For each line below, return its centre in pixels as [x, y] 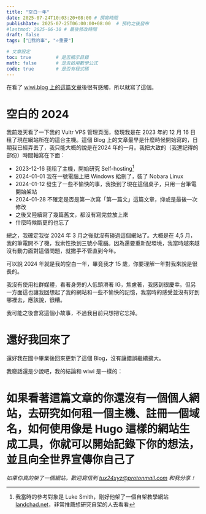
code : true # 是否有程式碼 [48, 69]
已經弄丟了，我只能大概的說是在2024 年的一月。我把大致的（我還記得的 [108, 147]
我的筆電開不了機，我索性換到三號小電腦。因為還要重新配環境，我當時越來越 [103, 243]
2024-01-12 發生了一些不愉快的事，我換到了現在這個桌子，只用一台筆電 [106, 184]
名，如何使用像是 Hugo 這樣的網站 [93, 429]
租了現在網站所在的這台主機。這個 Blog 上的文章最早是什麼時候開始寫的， [100, 140]
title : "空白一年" [28, 12]
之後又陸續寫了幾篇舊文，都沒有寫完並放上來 [72, 215]
